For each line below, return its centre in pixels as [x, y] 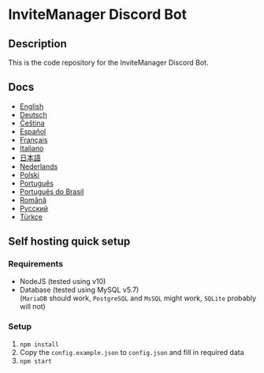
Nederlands [39, 166]
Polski [29, 174]
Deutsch [33, 114]
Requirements [36, 264]
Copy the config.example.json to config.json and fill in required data [132, 352]
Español [33, 131]
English [32, 106]
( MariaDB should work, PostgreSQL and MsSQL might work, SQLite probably [138, 298]
